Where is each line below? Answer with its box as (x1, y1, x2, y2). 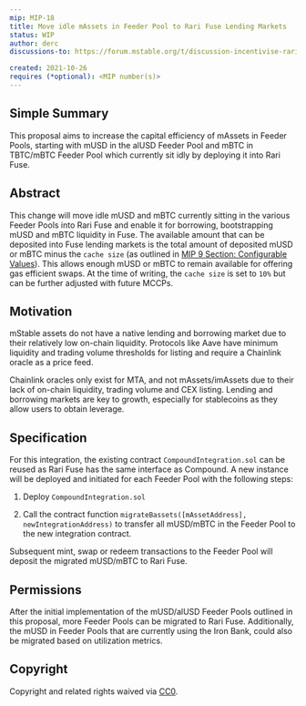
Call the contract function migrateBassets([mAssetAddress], (22, 509, 248, 520)
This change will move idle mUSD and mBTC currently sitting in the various (9, 210, 291, 220)
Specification (9, 430, 87, 445)
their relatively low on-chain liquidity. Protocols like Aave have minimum (9, 338, 279, 349)
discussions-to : (9, 47, 71, 56)
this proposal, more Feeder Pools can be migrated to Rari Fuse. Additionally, (9, 616, 294, 627)
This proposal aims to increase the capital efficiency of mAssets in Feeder (9, 129, 287, 141)
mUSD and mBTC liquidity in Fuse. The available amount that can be (9, 229, 265, 240)
